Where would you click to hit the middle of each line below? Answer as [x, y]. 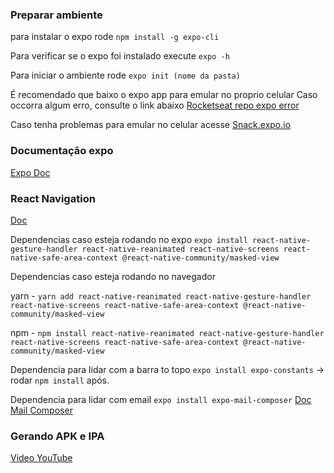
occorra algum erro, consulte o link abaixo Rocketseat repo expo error [155, 105]
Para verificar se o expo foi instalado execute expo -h [120, 56]
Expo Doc [30, 172]
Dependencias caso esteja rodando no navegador [113, 276]
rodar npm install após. [60, 380]
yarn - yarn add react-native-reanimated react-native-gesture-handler [161, 295]
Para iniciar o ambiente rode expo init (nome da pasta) [125, 75]
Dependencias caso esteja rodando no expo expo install [129, 239]
